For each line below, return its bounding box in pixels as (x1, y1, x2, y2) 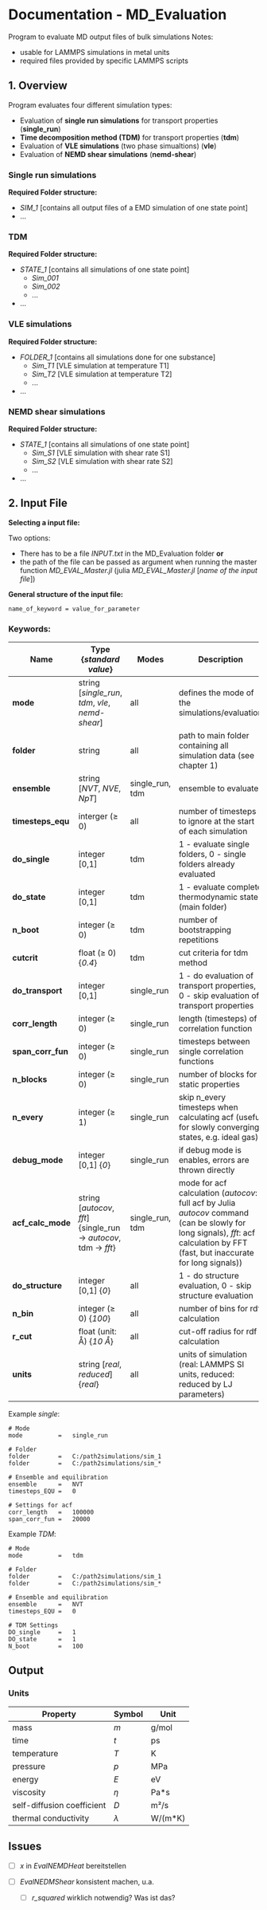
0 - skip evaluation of (178, 990, 260, 1001)
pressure (12, 1760, 46, 1771)
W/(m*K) (150, 1812, 186, 1823)
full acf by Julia (178, 1197, 236, 1208)
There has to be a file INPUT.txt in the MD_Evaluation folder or (19, 548, 224, 558)
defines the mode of (178, 687, 254, 698)
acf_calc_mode (12, 1217, 72, 1228)
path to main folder (178, 730, 250, 741)
